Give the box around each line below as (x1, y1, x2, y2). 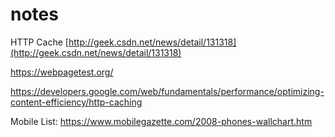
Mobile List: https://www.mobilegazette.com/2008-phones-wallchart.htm (10, 115, 313, 127)
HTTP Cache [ (10, 36, 69, 48)
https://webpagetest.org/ (10, 66, 114, 78)
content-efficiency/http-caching (10, 96, 143, 108)
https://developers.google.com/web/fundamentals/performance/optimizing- (10, 85, 325, 97)
